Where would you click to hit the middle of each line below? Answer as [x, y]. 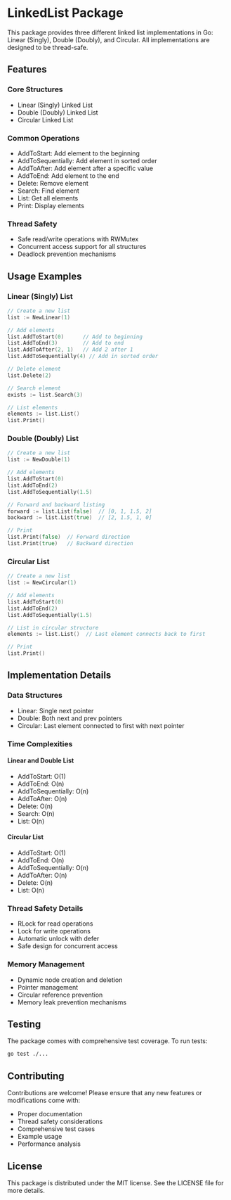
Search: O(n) [36, 813]
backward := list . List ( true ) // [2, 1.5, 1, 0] [80, 518]
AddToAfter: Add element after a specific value [85, 168]
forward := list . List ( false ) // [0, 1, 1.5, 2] [80, 511]
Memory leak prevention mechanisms [72, 1002]
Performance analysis [49, 1144]
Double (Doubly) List [43, 439]
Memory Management [46, 964]
